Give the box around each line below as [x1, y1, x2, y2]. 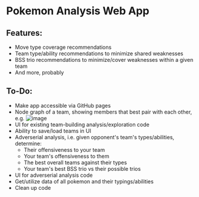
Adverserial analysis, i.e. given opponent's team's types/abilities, [14, 133, 175, 140]
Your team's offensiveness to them [23, 152, 110, 160]
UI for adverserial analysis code [14, 171, 93, 179]
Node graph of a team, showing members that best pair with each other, [14, 108, 192, 115]
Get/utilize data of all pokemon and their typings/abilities [14, 177, 154, 185]
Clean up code [14, 184, 51, 191]
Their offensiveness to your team [23, 146, 105, 153]
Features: [6, 28, 43, 38]
